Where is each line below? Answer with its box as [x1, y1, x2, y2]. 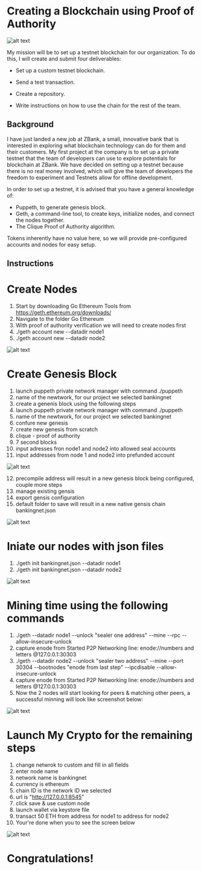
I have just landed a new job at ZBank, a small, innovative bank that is [7, 135, 179, 142]
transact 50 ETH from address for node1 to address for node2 [15, 812, 170, 820]
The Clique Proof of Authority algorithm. [15, 223, 116, 230]
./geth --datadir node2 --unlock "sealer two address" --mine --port [15, 657, 183, 664]
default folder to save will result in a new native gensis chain [15, 501, 166, 508]
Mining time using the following [7, 599, 168, 613]
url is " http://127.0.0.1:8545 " [15, 793, 85, 800]
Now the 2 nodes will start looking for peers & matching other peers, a [15, 689, 191, 696]
